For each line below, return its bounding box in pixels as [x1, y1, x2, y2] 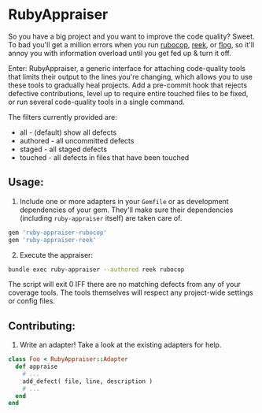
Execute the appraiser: [19, 250, 93, 259]
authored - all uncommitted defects [19, 136, 135, 145]
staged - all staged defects [19, 144, 108, 154]
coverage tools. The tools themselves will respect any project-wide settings [8, 288, 253, 297]
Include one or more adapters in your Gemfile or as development [19, 196, 230, 206]
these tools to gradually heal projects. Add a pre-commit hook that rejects [8, 80, 248, 90]
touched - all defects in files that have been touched [19, 152, 190, 162]
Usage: [8, 176, 45, 189]
